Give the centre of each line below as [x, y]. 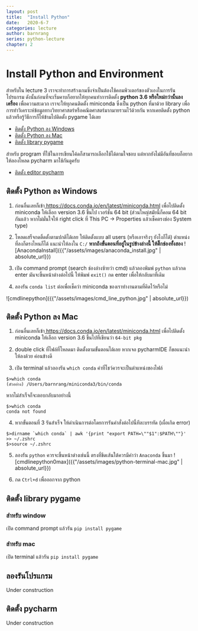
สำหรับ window [26, 515]
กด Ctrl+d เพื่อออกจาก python [48, 480]
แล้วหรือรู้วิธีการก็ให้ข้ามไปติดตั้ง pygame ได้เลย [53, 117]
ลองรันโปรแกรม [29, 576]
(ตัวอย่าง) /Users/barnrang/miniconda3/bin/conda [64, 384]
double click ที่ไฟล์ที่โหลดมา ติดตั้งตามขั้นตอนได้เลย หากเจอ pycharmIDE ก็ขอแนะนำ [102, 350]
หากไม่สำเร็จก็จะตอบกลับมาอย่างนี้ [38, 395]
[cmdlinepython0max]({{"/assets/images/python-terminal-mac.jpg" [97, 462]
